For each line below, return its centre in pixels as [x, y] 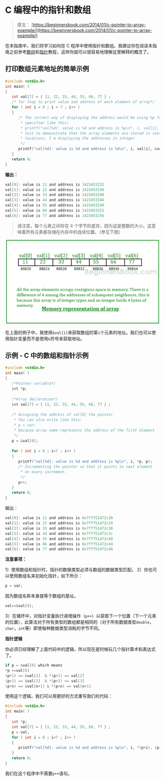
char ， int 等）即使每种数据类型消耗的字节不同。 [54, 628]
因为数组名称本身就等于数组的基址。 [42, 596]
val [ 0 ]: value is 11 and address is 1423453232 [55, 185]
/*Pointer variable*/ [34, 384]
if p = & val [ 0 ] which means [34, 666]
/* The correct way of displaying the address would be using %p [86, 117]
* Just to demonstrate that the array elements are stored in [85, 133]
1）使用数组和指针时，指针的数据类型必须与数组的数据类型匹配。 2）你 [77, 570]
